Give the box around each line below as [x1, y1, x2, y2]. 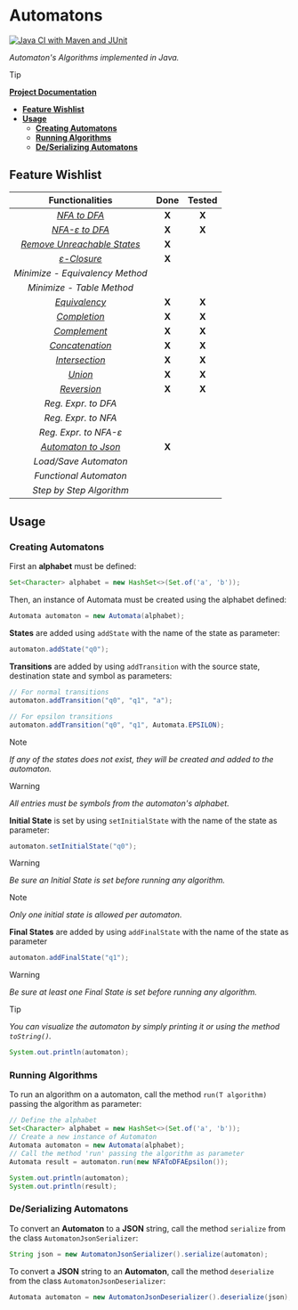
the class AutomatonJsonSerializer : [9, 1233, 139, 1243]
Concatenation [49, 339, 112, 352]
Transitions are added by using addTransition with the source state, [9, 661, 261, 672]
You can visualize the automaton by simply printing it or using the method [9, 1021, 280, 1032]
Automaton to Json [40, 440, 121, 452]
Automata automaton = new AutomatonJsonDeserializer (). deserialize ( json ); [9, 1292, 293, 1301]
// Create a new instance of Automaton [9, 1133, 157, 1142]
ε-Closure [59, 252, 102, 264]
